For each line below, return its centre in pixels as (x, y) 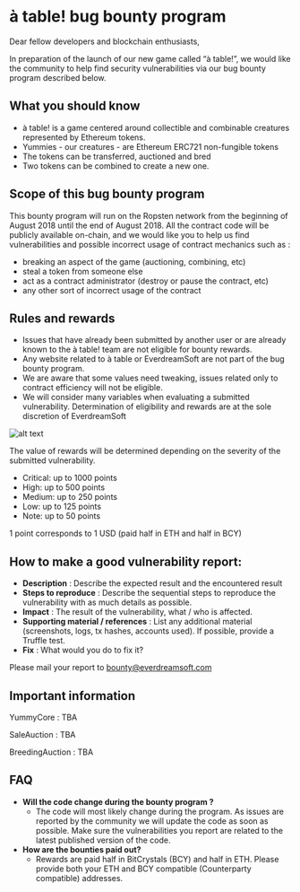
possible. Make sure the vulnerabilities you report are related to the (159, 830)
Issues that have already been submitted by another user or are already (154, 340)
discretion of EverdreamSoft (74, 416)
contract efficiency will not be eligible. (92, 388)
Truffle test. (43, 641)
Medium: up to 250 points (70, 497)
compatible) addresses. (79, 878)
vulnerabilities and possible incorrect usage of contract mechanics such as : (150, 244)
